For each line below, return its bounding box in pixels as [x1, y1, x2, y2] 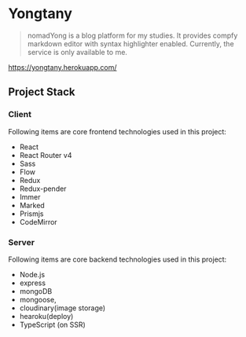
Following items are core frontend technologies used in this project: [8, 126, 226, 136]
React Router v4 [19, 150, 72, 159]
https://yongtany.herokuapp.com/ [8, 62, 117, 71]
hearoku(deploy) [19, 311, 74, 321]
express [19, 278, 46, 288]
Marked [19, 200, 45, 210]
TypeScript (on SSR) [19, 320, 86, 329]
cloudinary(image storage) [19, 303, 106, 313]
